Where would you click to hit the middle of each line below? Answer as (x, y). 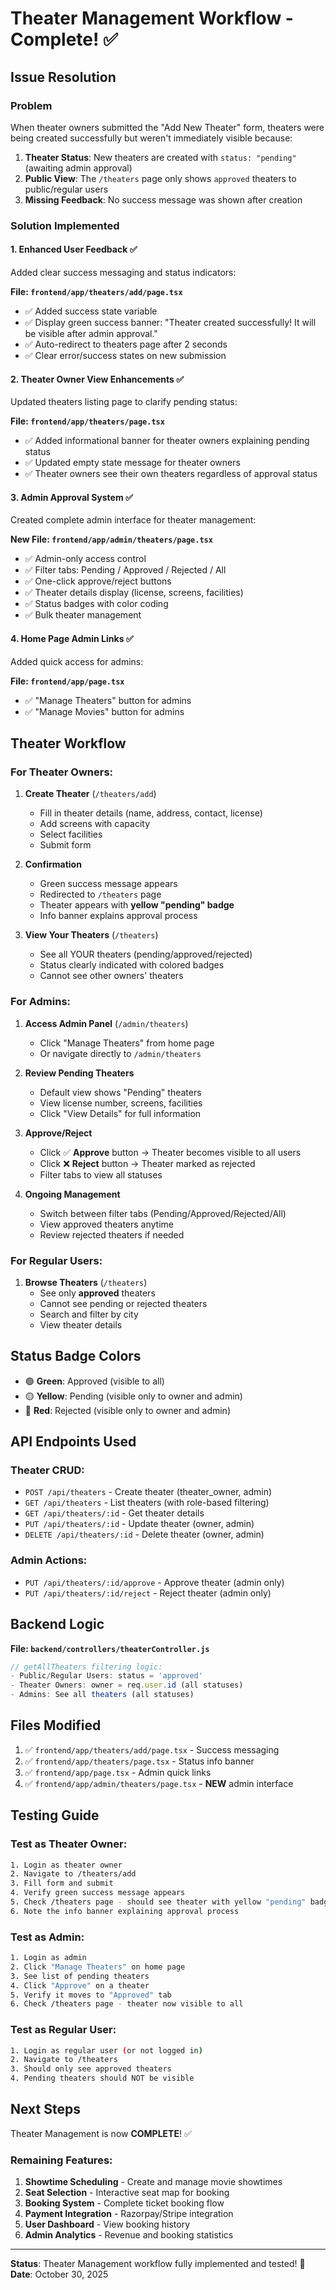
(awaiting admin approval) (78, 168)
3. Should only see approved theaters (91, 2069)
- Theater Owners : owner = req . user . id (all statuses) (127, 1685)
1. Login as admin (48, 1958)
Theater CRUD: (47, 1470)
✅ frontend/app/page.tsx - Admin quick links (118, 1772)
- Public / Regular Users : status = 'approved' (106, 1676)
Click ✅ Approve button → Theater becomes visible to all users (170, 1152)
